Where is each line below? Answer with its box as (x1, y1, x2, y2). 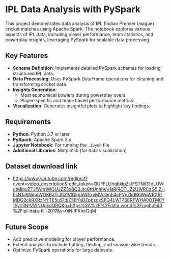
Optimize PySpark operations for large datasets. (12, 247, 114, 253)
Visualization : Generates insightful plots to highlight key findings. (12, 103, 150, 109)
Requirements (5, 118, 51, 126)
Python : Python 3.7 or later (12, 131, 70, 137)
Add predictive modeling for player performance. (12, 236, 116, 242)
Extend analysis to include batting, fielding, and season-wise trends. (12, 242, 156, 248)
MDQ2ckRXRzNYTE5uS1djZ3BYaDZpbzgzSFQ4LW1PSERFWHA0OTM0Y (12, 197, 165, 203)
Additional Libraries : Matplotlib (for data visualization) (12, 147, 127, 153)
